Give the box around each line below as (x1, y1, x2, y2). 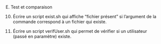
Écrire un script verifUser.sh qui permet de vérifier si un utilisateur (12, 28, 147, 34)
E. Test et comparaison (5, 4, 52, 10)
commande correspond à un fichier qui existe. (12, 19, 107, 24)
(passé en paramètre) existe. (12, 34, 72, 39)
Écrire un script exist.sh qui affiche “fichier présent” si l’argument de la (12, 14, 157, 19)
